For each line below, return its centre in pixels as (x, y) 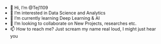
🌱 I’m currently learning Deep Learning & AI (55, 18)
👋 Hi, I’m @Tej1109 (29, 8)
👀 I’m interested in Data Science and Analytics (58, 13)
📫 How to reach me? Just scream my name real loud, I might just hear (83, 29)
